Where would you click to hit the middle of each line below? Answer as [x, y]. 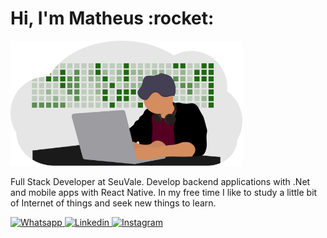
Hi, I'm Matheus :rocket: [112, 18]
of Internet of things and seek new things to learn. [113, 203]
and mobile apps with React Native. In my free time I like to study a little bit [164, 192]
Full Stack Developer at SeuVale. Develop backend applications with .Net [160, 181]
